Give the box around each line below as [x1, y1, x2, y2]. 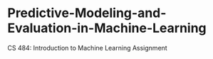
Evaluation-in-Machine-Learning [7, 20, 207, 36]
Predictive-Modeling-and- [7, 5, 167, 21]
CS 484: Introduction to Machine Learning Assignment [7, 43, 167, 52]
